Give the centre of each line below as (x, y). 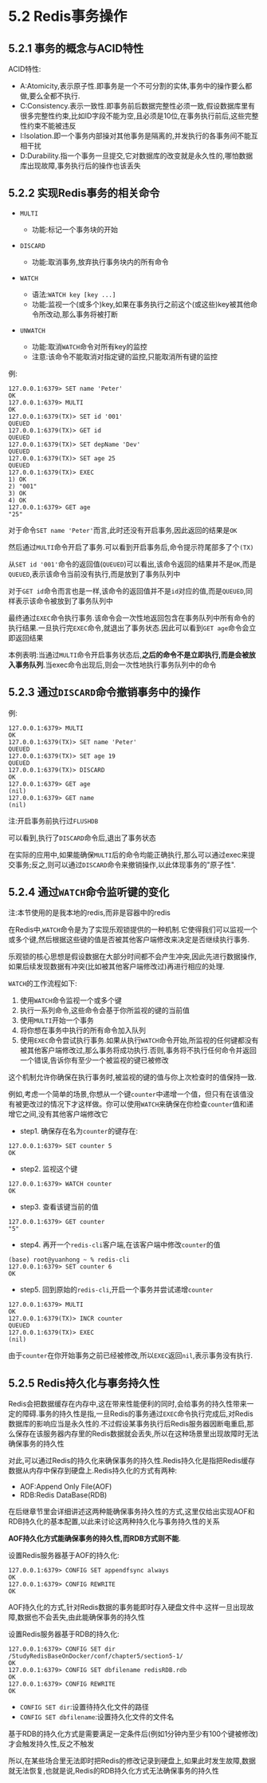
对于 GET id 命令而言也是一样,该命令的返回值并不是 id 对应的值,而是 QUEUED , (127, 590)
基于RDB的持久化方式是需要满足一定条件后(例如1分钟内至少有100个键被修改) (133, 1734)
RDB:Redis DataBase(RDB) (63, 1495)
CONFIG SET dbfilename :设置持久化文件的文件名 (97, 1717)
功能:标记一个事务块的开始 (75, 229)
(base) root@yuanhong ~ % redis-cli (69, 1260)
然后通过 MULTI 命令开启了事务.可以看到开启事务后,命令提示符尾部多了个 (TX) (131, 546)
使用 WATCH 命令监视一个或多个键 (71, 1000)
